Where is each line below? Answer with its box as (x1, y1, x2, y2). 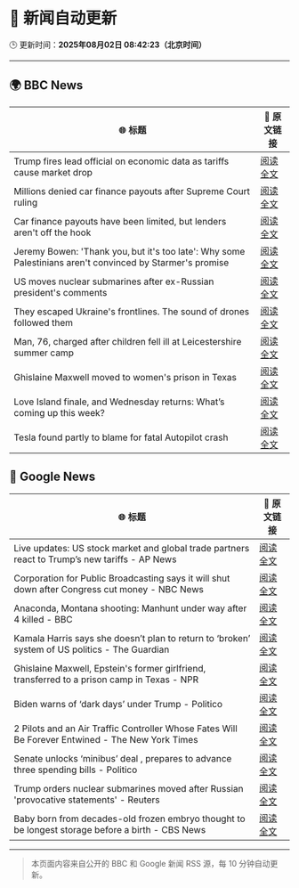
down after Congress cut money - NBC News (13, 582, 205, 595)
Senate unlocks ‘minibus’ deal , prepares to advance (13, 752, 232, 764)
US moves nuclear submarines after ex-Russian (13, 275, 214, 288)
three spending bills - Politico (13, 763, 138, 776)
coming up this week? (13, 406, 105, 419)
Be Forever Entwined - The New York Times (13, 733, 198, 745)
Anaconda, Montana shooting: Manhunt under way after (13, 602, 247, 615)
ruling (13, 196, 38, 208)
